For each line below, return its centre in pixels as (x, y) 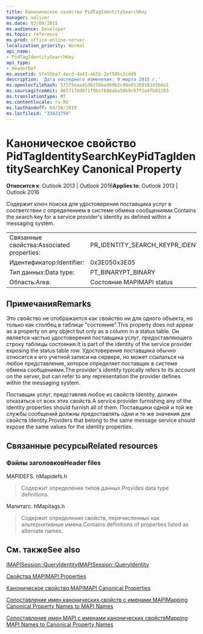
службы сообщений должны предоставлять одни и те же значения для (98, 414)
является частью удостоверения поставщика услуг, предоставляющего (99, 338)
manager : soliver (28, 18)
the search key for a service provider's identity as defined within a (89, 217)
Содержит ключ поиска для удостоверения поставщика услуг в (89, 204)
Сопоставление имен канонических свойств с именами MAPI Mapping (97, 599)
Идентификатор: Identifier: (47, 262)
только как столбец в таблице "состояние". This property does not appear (100, 325)
